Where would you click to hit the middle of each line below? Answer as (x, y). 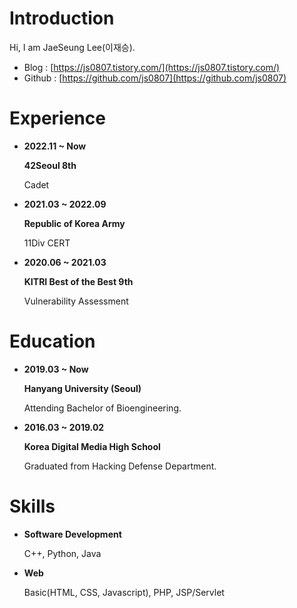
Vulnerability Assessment (76, 301)
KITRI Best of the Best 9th (78, 281)
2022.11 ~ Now (55, 146)
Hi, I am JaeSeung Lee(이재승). (72, 47)
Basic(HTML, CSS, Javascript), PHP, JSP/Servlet (124, 592)
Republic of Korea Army (74, 223)
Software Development (72, 534)
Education (52, 341)
